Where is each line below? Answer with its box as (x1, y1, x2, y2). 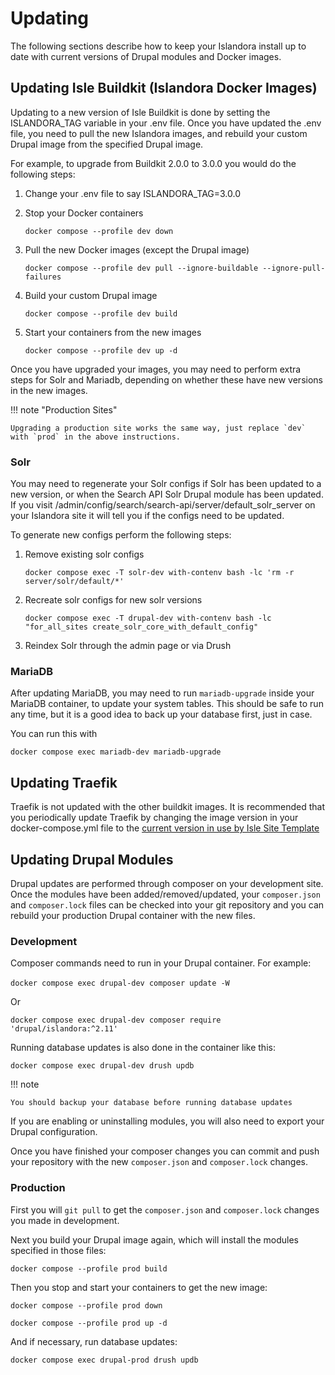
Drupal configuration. (10, 1126, 98, 1138)
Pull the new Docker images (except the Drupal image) (24, 243, 250, 256)
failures (24, 272, 62, 282)
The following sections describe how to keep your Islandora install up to (10, 40, 307, 52)
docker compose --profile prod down (10, 1300, 163, 1311)
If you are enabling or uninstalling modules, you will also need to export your (10, 1115, 325, 1127)
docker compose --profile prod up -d (10, 1318, 168, 1328)
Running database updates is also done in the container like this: (10, 1042, 276, 1054)
